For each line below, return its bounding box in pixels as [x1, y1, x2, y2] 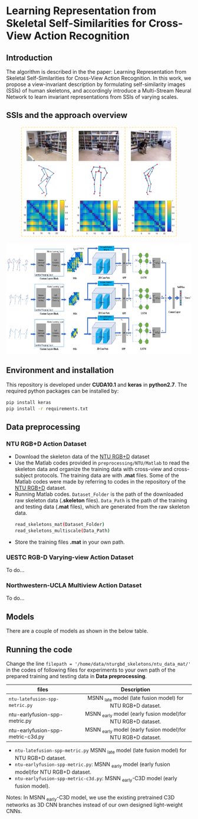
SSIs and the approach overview [6, 110, 128, 120]
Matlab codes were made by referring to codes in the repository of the [14, 478, 186, 485]
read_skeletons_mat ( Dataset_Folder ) [14, 522, 105, 528]
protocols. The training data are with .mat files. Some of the [34, 472, 180, 479]
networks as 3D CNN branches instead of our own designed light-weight [6, 801, 183, 808]
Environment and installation [6, 366, 114, 376]
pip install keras [6, 399, 51, 405]
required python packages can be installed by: [6, 387, 119, 394]
